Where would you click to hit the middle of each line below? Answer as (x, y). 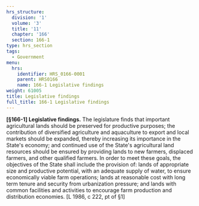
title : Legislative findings (43, 96)
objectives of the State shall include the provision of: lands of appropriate (98, 164)
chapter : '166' (31, 35)
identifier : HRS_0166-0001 (51, 74)
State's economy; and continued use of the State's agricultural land (90, 145)
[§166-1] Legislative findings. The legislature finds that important (88, 119)
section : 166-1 (31, 40)
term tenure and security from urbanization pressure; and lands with (91, 184)
